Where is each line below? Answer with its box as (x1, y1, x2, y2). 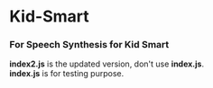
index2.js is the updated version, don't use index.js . (9, 58, 205, 69)
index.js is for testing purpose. (9, 68, 125, 79)
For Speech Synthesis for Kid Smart (9, 39, 170, 51)
